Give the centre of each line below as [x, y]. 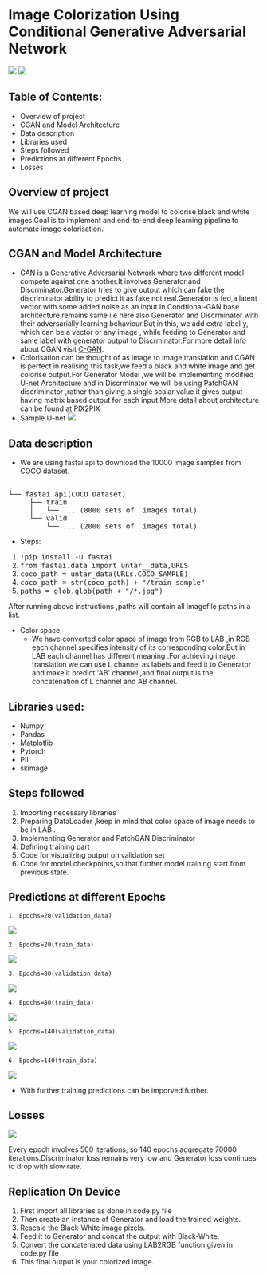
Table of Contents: [55, 97]
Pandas [32, 734]
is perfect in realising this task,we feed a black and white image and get [137, 366]
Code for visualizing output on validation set [92, 855]
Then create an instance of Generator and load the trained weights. [130, 1220]
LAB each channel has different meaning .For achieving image [133, 656]
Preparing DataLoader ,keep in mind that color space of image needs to [137, 821]
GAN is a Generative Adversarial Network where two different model [132, 273]
